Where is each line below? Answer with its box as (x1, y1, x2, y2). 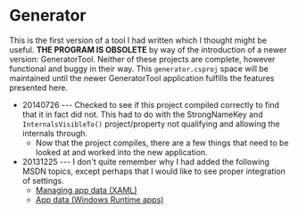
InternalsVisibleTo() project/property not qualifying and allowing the (21, 118, 280, 129)
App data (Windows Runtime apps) (35, 193, 164, 205)
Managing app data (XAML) (35, 185, 137, 195)
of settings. (21, 175, 64, 185)
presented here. (9, 82, 69, 93)
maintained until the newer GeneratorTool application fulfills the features (9, 72, 275, 83)
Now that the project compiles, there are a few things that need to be (35, 137, 289, 148)
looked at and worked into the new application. (35, 146, 208, 157)
